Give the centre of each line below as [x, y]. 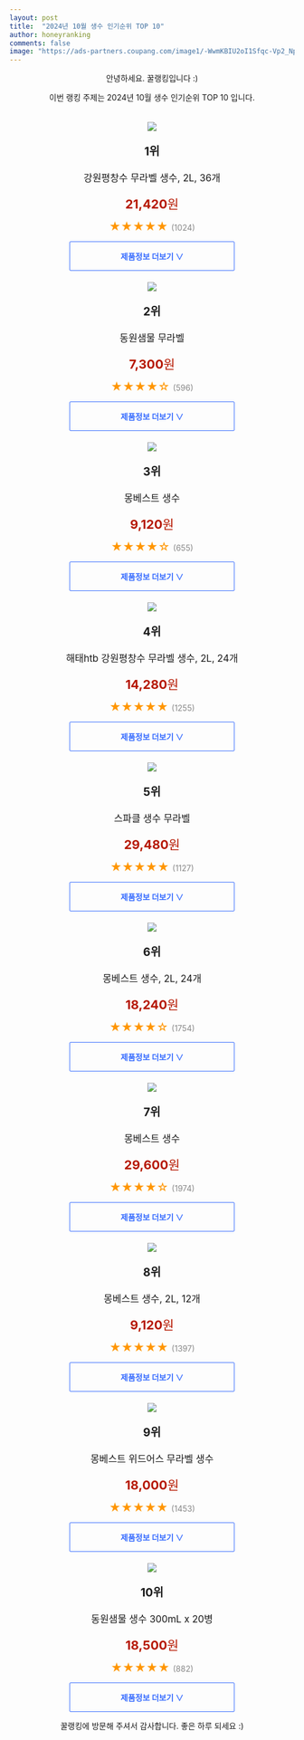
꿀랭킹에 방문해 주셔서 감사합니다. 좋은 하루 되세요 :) [152, 1726]
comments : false [40, 43]
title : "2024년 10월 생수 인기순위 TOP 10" [87, 26]
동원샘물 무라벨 [152, 339]
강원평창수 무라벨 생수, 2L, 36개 [152, 178]
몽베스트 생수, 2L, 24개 [152, 979]
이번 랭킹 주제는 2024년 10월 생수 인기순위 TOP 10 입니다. [152, 98]
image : [22, 52]
